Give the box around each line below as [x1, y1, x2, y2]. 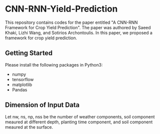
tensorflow [12, 76, 34, 82]
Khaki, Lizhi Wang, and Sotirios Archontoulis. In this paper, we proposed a [5, 30, 153, 35]
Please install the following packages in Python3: [5, 62, 103, 67]
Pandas [12, 86, 28, 93]
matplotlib [12, 82, 32, 87]
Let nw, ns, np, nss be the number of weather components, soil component [5, 114, 155, 119]
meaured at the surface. [5, 124, 53, 130]
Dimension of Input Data [5, 101, 80, 109]
